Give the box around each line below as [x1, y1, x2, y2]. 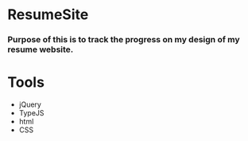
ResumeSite [7, 6, 89, 24]
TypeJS [18, 108, 45, 118]
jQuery [18, 100, 41, 109]
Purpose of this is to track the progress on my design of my [7, 34, 240, 45]
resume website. [7, 44, 74, 55]
